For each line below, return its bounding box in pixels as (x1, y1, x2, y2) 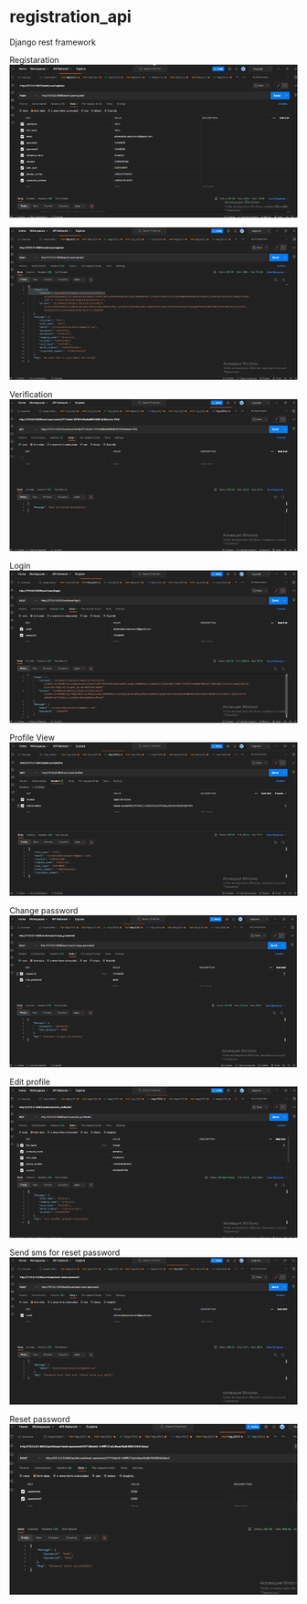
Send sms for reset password (9, 1247, 121, 1258)
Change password (9, 904, 79, 915)
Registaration (9, 54, 59, 65)
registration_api (9, 6, 132, 27)
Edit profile (9, 1076, 51, 1088)
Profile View (9, 733, 55, 744)
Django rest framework (9, 37, 96, 47)
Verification (9, 388, 53, 399)
